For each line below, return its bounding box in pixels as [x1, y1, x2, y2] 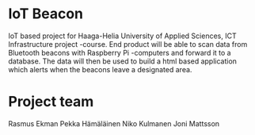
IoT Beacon [8, 5, 83, 23]
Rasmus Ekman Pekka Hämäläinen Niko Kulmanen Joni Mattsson [8, 118, 220, 128]
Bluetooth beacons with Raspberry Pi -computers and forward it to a [8, 48, 231, 57]
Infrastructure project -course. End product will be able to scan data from [8, 39, 248, 48]
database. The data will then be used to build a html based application [8, 56, 238, 66]
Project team [8, 93, 94, 111]
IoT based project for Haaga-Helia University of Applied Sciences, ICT [8, 31, 237, 40]
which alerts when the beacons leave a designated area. [8, 64, 192, 74]
